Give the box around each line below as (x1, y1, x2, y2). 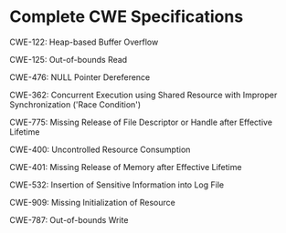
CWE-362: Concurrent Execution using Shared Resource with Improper (9, 89, 278, 100)
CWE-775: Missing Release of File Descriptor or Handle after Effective (9, 116, 272, 127)
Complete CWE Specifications (9, 6, 244, 27)
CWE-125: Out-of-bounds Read (9, 54, 128, 65)
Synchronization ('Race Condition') (9, 98, 142, 110)
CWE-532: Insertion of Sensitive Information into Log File (9, 179, 225, 190)
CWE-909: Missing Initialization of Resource (9, 197, 175, 208)
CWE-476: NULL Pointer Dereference (9, 71, 151, 83)
